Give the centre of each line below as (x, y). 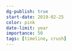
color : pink (20, 22)
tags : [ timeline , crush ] (36, 39)
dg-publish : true (27, 11)
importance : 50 (25, 33)
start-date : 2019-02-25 (35, 17)
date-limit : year (27, 28)
